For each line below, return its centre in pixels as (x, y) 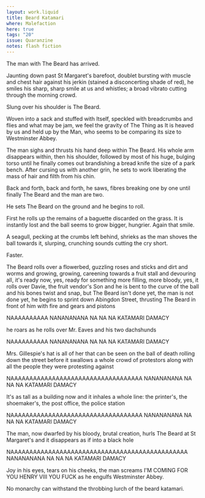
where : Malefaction (31, 23)
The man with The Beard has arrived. (53, 63)
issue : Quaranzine (30, 40)
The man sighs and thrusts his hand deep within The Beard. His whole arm (100, 150)
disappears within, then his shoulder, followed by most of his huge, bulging (101, 156)
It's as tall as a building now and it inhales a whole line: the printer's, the (97, 396)
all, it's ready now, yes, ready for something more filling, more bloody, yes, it (102, 280)
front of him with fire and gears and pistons (61, 306)
